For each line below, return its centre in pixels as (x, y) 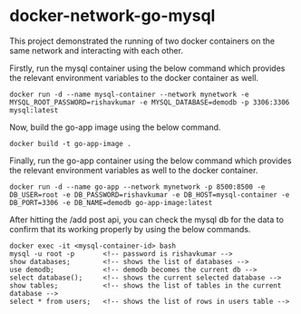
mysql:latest (34, 110)
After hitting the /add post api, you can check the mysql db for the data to (146, 220)
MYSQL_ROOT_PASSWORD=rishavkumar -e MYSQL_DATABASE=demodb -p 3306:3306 (150, 102)
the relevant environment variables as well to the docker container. (134, 170)
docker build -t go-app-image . (70, 143)
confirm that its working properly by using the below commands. (130, 229)
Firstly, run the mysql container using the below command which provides (147, 68)
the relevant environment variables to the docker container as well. (134, 77)
